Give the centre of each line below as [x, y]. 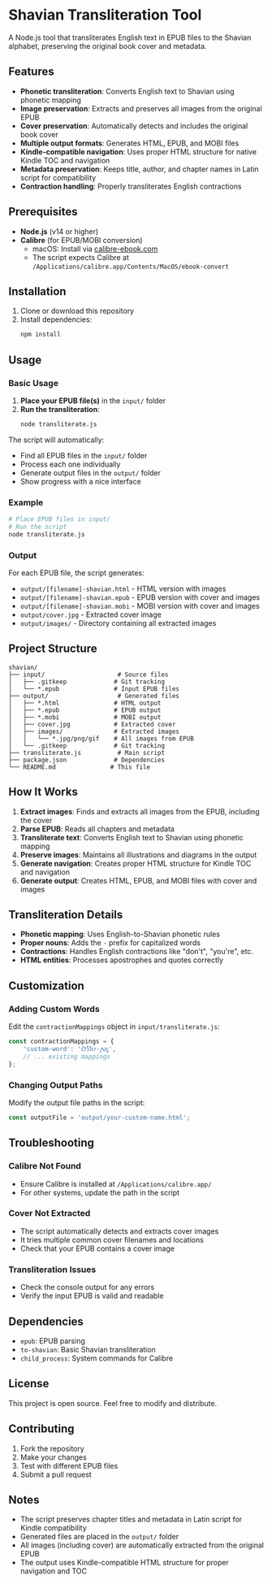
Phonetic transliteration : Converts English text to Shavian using [127, 91]
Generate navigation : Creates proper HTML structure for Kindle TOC [136, 863]
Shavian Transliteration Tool [105, 15]
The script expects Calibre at [81, 257]
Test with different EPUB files [69, 1465]
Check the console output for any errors [87, 1287]
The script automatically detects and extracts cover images [119, 1231]
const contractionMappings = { [61, 1042]
